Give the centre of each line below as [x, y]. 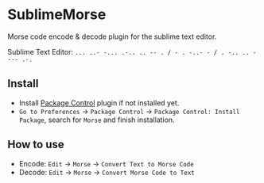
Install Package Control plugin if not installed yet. [99, 103]
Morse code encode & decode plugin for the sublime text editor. [112, 36]
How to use [36, 145]
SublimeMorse [57, 15]
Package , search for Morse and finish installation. [97, 120]
